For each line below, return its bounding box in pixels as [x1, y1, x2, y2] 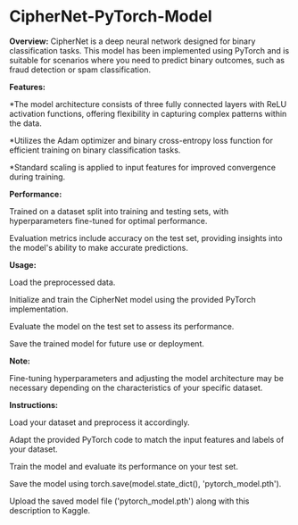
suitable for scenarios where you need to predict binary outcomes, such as [9, 54, 286, 65]
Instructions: [9, 399, 59, 410]
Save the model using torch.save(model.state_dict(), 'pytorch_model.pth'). [9, 478, 282, 488]
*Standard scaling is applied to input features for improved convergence [9, 162, 277, 172]
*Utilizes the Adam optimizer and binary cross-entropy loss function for [9, 135, 274, 146]
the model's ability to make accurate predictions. [9, 242, 189, 253]
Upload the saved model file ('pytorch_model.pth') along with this [9, 496, 250, 506]
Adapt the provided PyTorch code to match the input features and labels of [9, 434, 285, 445]
